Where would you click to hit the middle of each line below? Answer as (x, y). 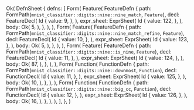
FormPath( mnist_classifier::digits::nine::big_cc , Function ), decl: (89, 89)
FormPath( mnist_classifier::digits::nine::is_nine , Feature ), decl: (89, 52)
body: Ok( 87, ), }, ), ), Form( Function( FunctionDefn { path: (78, 64)
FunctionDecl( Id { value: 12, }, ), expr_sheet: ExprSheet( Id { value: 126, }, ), (97, 95)
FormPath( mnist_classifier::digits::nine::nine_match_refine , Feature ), (95, 33)
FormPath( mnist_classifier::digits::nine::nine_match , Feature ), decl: (93, 15)
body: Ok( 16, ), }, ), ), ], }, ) (39, 101)
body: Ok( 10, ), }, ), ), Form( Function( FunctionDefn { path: (78, 83)
